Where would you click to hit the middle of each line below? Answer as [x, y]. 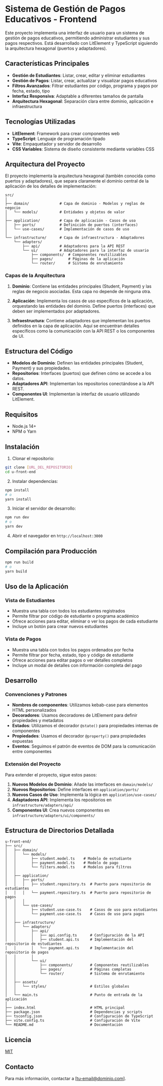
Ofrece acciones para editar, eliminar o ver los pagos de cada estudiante [85, 621]
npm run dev [17, 517]
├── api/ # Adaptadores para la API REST [74, 246]
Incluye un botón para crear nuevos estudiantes [60, 626]
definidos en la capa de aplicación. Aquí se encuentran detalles [76, 326]
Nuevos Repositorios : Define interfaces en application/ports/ [75, 789]
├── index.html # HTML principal [65, 1008]
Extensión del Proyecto [33, 764]
